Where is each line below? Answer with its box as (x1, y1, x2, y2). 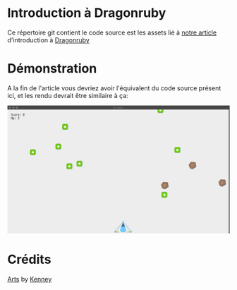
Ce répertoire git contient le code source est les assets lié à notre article (7, 28, 217, 37)
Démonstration (7, 61, 97, 77)
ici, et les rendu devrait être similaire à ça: (7, 91, 128, 99)
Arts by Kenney (7, 275, 52, 284)
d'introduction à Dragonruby (7, 35, 90, 44)
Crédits (7, 252, 51, 267)
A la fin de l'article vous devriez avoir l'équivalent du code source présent (7, 83, 221, 92)
